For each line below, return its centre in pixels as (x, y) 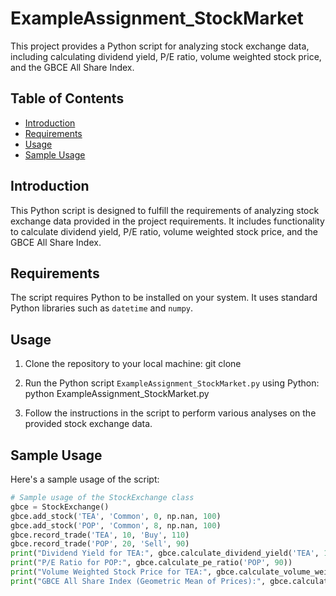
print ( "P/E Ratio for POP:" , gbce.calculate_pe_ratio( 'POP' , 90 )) (151, 563)
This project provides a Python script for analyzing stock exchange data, (160, 46)
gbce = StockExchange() (60, 507)
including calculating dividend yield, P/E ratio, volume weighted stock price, (166, 56)
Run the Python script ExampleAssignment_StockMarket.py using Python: (172, 383)
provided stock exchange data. (88, 424)
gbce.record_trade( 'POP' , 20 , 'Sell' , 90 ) (100, 544)
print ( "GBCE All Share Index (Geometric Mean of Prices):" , (138, 581)
